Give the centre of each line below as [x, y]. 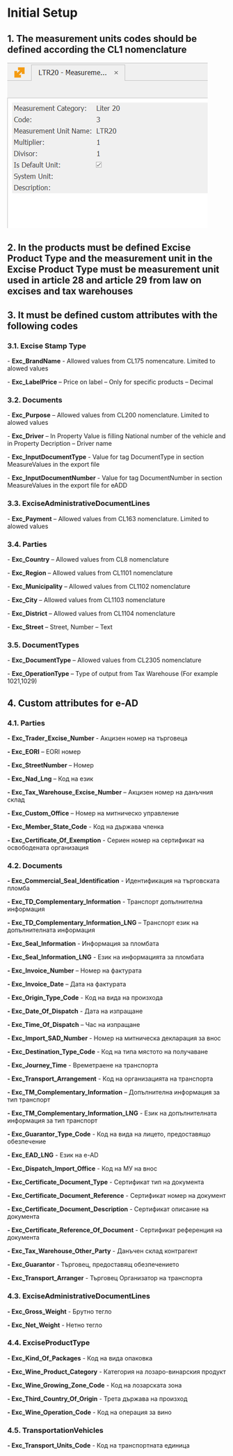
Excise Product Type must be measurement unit [113, 270]
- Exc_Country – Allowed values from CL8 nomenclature [88, 559]
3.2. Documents [35, 400]
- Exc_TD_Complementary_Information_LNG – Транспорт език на [103, 923]
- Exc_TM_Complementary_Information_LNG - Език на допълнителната [112, 1113]
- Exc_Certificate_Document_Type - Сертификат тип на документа [106, 1182]
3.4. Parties [27, 544]
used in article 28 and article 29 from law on [104, 280]
